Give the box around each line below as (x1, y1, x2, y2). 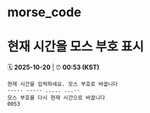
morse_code (7, 4, 82, 20)
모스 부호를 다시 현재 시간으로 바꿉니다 (7, 95, 106, 102)
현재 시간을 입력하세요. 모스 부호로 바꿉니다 (7, 81, 118, 88)
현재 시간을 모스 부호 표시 (7, 39, 144, 55)
